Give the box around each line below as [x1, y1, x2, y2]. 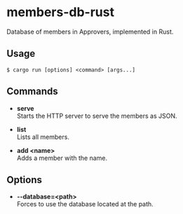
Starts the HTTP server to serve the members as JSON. [16, 112, 177, 120]
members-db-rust [6, 4, 115, 20]
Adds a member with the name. [16, 154, 108, 162]
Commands [6, 86, 59, 98]
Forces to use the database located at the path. [16, 200, 154, 208]
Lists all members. [16, 133, 69, 141]
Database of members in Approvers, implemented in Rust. [6, 27, 174, 36]
